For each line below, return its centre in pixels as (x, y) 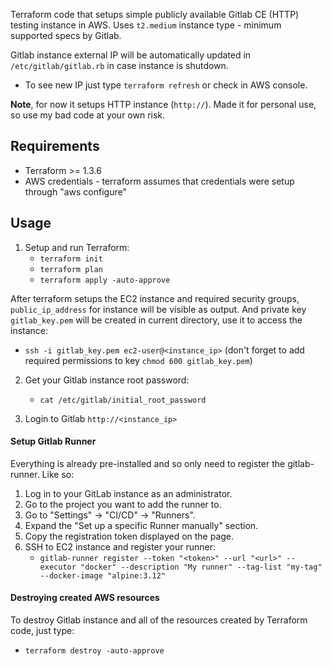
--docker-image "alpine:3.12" (103, 575)
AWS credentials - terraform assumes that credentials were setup (159, 181)
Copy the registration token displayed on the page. (129, 536)
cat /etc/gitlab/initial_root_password (123, 400)
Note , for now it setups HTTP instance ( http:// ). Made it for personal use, (163, 104)
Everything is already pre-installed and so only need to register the (148, 463)
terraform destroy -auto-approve (94, 651)
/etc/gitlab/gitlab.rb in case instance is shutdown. (119, 65)
